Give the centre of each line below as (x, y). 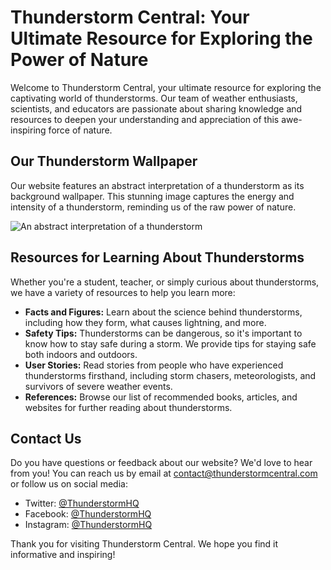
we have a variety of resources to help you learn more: (123, 292)
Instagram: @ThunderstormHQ (88, 525)
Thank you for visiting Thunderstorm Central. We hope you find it (144, 544)
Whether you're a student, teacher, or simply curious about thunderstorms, (165, 282)
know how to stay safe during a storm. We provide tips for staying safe (170, 343)
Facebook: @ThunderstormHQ (88, 514)
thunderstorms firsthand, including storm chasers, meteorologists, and (170, 375)
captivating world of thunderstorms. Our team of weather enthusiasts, (154, 98)
